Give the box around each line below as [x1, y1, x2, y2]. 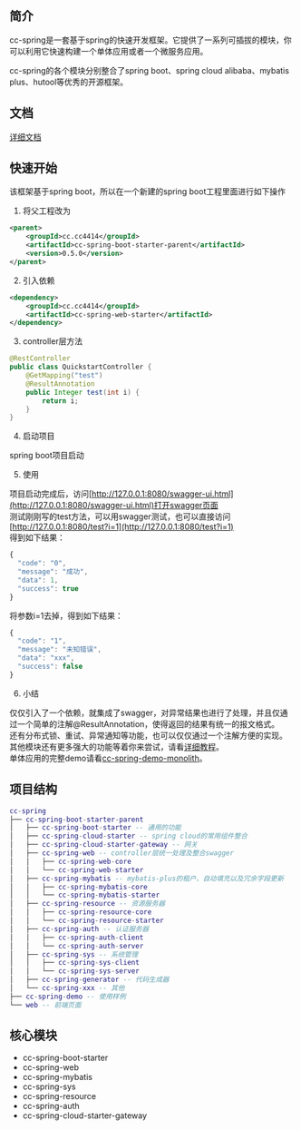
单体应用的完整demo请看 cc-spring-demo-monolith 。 [9, 752, 208, 763]
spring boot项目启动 [9, 450, 84, 461]
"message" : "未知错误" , [17, 645, 102, 654]
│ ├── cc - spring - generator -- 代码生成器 [9, 975, 170, 985]
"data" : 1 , [17, 575, 59, 585]
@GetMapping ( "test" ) [25, 371, 103, 380]
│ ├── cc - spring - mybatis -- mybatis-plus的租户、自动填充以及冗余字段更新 [9, 874, 284, 883]
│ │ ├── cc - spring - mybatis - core [9, 882, 148, 891]
